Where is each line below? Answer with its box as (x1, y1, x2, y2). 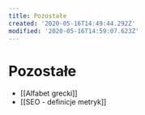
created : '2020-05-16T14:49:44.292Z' (8, 19, 136, 28)
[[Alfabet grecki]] (19, 88, 79, 98)
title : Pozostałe (8, 11, 67, 20)
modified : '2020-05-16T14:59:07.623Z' (8, 27, 139, 35)
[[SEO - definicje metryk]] (19, 97, 107, 107)
